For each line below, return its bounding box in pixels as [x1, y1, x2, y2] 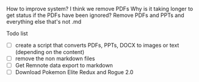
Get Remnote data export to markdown [15, 62, 113, 69]
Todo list [6, 30, 28, 37]
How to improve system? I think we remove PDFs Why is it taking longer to [6, 5, 194, 12]
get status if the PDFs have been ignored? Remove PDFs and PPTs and [6, 12, 184, 19]
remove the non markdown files [15, 55, 95, 63]
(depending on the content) [15, 49, 85, 56]
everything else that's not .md [6, 18, 82, 25]
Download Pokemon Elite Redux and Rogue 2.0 [15, 69, 134, 76]
